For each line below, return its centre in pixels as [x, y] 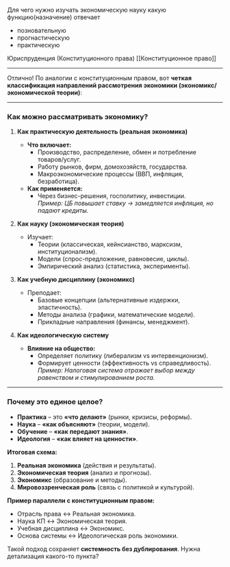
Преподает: [44, 293]
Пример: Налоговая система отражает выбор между [116, 370]
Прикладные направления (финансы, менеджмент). [114, 322]
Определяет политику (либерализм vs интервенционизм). [123, 356]
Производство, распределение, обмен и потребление [117, 152]
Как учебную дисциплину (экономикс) [76, 280]
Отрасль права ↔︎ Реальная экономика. [76, 514]
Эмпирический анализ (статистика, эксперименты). [114, 266]
